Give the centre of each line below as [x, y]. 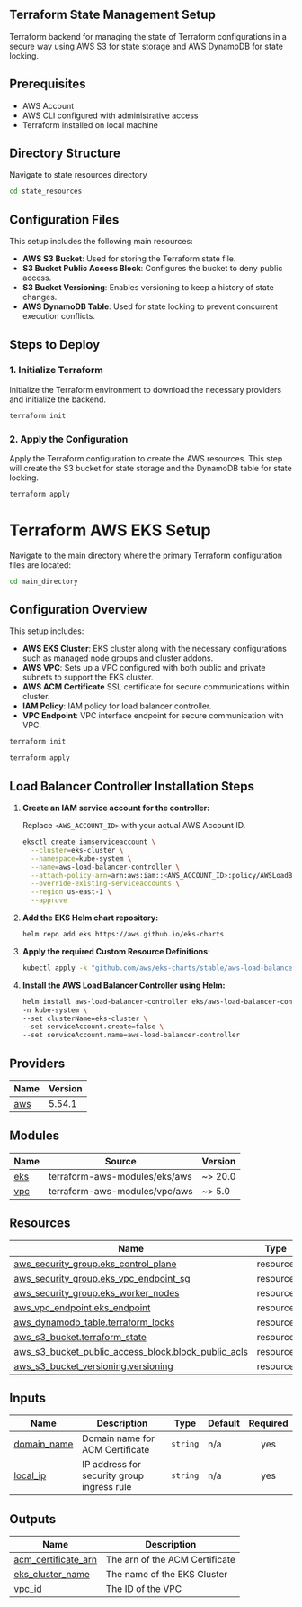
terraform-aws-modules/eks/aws [120, 1176]
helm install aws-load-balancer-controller [105, 1001]
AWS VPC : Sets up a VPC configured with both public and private [144, 668]
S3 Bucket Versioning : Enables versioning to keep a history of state [148, 288]
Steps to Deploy [55, 345]
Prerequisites [48, 84]
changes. [40, 297]
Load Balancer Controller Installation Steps [132, 786]
